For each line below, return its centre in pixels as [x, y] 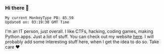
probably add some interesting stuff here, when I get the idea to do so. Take [82, 42]
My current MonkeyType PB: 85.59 [39, 18]
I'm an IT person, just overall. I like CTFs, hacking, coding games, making [79, 31]
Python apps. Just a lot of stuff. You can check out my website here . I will [80, 37]
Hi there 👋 [17, 8]
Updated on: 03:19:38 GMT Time [37, 22]
